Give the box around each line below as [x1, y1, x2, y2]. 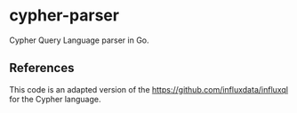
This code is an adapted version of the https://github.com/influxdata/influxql [9, 84, 289, 94]
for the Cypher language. [9, 93, 101, 104]
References [9, 61, 75, 76]
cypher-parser [9, 5, 120, 26]
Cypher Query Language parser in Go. [9, 35, 149, 45]
